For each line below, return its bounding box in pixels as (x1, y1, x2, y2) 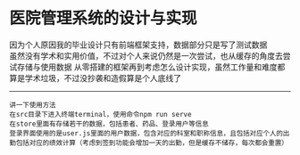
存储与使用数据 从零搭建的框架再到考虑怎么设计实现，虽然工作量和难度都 (16, 61, 286, 72)
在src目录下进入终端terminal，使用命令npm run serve (9, 110, 192, 118)
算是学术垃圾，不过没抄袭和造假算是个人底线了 (9, 72, 181, 83)
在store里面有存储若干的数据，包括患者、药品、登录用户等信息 (9, 119, 209, 128)
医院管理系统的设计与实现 (9, 8, 198, 29)
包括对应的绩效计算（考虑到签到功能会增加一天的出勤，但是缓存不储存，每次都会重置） (15, 138, 288, 147)
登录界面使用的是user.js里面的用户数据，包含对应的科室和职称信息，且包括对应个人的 (9, 128, 284, 138)
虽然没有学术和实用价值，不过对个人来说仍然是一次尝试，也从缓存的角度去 (9, 50, 283, 61)
